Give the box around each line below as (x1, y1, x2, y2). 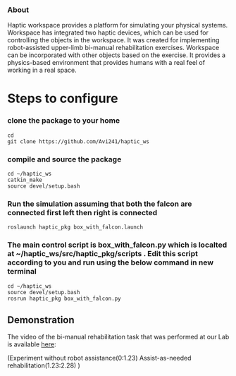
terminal (7, 267, 37, 277)
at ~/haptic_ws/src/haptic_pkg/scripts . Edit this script (7, 249, 199, 259)
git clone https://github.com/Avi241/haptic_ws (7, 138, 150, 145)
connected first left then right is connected (7, 208, 158, 217)
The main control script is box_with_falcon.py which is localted (7, 240, 228, 250)
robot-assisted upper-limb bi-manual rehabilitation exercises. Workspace (7, 44, 220, 52)
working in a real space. (7, 66, 77, 75)
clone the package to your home (7, 116, 120, 126)
